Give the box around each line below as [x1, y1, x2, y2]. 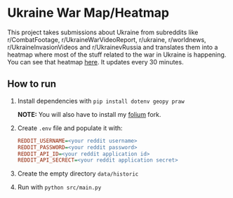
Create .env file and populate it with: [17, 124, 123, 132]
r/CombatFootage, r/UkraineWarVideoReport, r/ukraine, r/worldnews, [7, 35, 206, 43]
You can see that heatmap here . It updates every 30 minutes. [7, 57, 184, 66]
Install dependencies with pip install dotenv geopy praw [17, 97, 185, 105]
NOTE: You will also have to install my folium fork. [17, 110, 161, 118]
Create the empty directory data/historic [17, 169, 139, 178]
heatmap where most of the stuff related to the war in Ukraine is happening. [7, 50, 227, 59]
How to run [7, 78, 57, 90]
